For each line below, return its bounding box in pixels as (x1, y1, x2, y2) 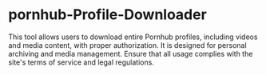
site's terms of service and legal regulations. (8, 57, 154, 67)
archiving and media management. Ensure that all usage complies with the (8, 49, 253, 58)
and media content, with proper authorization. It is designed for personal (8, 40, 247, 49)
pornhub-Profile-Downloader (8, 6, 208, 24)
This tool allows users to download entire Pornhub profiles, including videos (8, 32, 258, 41)
